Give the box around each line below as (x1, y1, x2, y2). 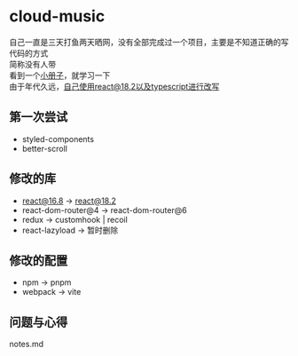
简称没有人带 (9, 59, 56, 69)
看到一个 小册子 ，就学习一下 (9, 69, 111, 81)
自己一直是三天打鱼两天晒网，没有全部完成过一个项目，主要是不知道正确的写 (9, 36, 289, 47)
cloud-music (9, 6, 106, 27)
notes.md (9, 339, 44, 350)
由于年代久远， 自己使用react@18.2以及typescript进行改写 (9, 81, 220, 91)
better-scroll (21, 143, 68, 154)
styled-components (21, 133, 95, 144)
